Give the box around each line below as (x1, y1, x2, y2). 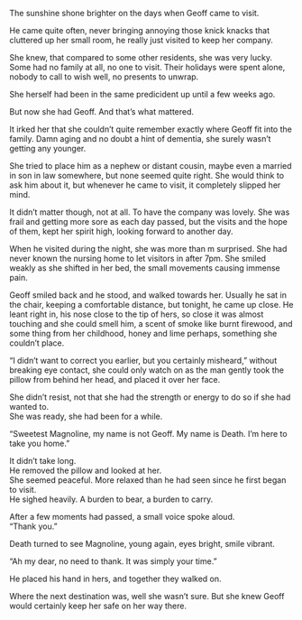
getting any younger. (9, 143, 87, 153)
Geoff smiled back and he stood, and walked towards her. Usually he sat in (9, 290, 287, 301)
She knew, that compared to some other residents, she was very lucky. (9, 52, 273, 62)
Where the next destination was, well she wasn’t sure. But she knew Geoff (9, 591, 285, 601)
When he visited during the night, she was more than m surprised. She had (9, 244, 288, 254)
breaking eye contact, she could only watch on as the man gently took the (9, 365, 285, 375)
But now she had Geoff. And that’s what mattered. (9, 106, 195, 116)
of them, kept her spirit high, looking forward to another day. (9, 226, 233, 236)
